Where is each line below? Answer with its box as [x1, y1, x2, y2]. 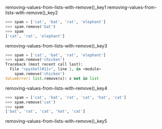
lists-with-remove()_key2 [5, 10, 58, 16]
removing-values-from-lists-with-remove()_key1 [5, 5, 106, 10]
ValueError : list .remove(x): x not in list [5, 76, 99, 81]
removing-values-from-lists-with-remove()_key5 [5, 118, 107, 124]
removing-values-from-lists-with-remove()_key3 [5, 42, 107, 49]
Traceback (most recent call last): [5, 62, 83, 67]
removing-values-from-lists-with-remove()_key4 [5, 85, 107, 91]
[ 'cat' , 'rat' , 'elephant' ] [5, 33, 65, 38]
